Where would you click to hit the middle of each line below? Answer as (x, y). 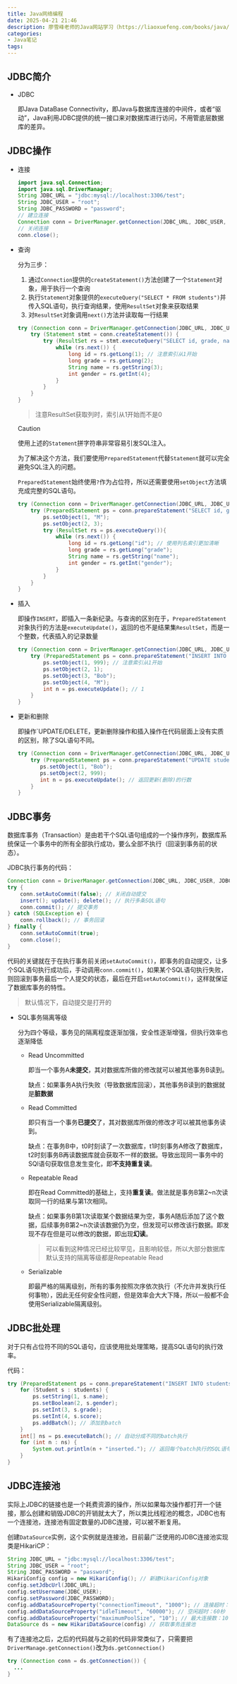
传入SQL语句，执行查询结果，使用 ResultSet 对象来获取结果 (113, 306)
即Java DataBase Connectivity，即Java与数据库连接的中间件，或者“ (116, 109)
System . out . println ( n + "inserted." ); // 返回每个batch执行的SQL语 (130, 1449)
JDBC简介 (29, 77)
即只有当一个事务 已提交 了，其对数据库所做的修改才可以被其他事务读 (127, 1122)
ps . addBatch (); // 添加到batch (77, 1423)
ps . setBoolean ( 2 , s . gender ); (75, 1403)
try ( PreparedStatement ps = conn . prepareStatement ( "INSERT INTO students (120, 1384)
